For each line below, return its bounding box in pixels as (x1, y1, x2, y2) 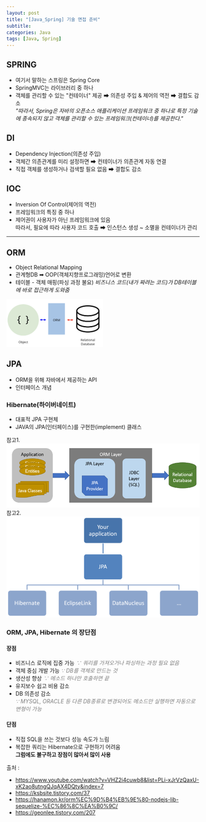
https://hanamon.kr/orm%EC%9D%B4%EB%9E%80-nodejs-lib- (15, 796, 179, 803)
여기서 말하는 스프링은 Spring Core (15, 76, 100, 83)
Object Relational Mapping (15, 264, 83, 271)
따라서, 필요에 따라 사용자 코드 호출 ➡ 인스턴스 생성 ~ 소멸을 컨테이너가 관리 (15, 223, 197, 231)
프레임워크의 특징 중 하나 (15, 208, 75, 215)
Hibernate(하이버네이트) (6, 400, 77, 409)
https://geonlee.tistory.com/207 (15, 808, 96, 816)
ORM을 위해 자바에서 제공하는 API (15, 376, 97, 383)
